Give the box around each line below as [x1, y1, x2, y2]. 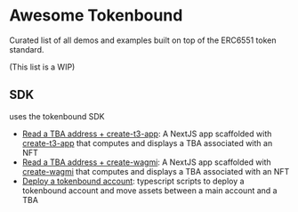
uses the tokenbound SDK [9, 110, 105, 121]
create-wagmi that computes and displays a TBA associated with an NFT [21, 166, 290, 176]
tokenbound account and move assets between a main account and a [21, 184, 278, 196]
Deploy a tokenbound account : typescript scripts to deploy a [21, 175, 245, 186]
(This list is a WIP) [9, 61, 76, 72]
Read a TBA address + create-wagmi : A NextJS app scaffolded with [21, 157, 271, 167]
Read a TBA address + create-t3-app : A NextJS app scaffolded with [21, 128, 272, 139]
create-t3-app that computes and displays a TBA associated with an [21, 137, 273, 148]
